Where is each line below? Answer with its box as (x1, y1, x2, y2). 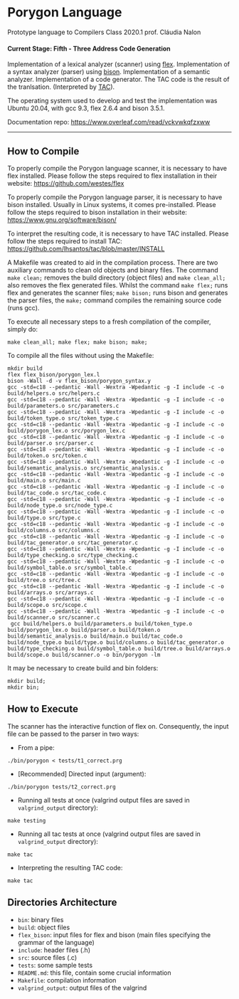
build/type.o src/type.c (7, 514, 81, 522)
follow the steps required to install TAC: (7, 236, 122, 245)
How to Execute (7, 703, 78, 715)
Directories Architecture (7, 897, 117, 909)
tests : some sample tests (17, 961, 93, 969)
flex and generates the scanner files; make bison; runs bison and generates (7, 288, 228, 297)
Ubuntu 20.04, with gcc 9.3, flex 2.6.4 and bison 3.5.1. (7, 104, 165, 112)
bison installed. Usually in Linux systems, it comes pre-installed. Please (7, 200, 216, 208)
